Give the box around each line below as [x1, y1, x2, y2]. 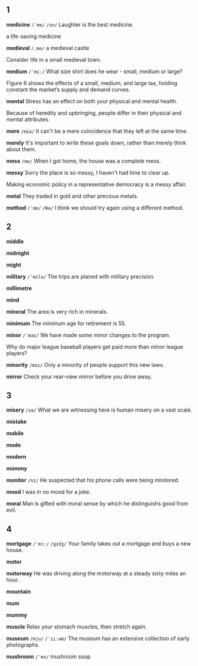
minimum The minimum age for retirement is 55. [6, 320, 126, 327]
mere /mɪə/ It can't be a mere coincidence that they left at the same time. [6, 127, 188, 135]
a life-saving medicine [6, 33, 61, 40]
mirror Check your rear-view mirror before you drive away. [6, 373, 152, 380]
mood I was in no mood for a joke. [6, 488, 91, 496]
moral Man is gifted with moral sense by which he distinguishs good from [6, 500, 188, 507]
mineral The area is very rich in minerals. [6, 308, 108, 315]
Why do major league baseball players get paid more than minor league [6, 343, 184, 350]
